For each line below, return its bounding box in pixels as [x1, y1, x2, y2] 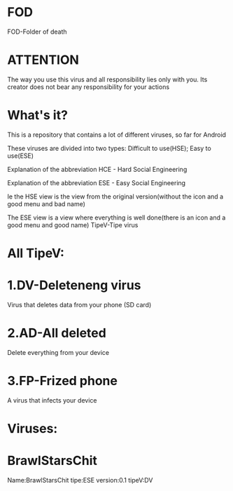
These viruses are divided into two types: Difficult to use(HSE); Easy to [7, 144, 211, 152]
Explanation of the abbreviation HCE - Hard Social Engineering [7, 165, 188, 173]
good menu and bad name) [7, 199, 86, 208]
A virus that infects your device [7, 396, 97, 404]
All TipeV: [7, 245, 65, 261]
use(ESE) [7, 152, 34, 160]
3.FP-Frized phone [7, 373, 118, 389]
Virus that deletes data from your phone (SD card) [7, 300, 152, 309]
